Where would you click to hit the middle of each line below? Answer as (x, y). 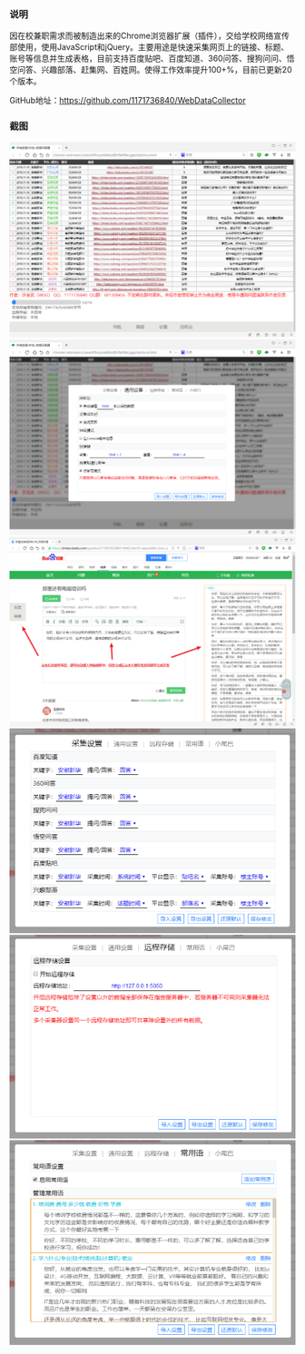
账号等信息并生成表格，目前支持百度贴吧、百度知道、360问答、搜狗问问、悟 (152, 59)
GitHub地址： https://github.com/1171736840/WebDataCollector (128, 101)
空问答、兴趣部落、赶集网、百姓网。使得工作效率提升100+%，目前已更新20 (151, 70)
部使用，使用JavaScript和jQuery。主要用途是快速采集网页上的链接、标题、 (149, 47)
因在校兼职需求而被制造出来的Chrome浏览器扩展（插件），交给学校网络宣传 (150, 36)
